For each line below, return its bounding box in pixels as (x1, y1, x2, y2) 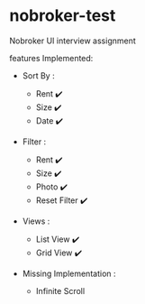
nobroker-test (9, 5, 116, 26)
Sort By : (22, 69, 56, 81)
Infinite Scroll (35, 285, 86, 296)
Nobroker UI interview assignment (9, 35, 137, 46)
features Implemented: (9, 52, 94, 63)
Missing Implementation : (22, 268, 116, 279)
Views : (22, 216, 50, 226)
